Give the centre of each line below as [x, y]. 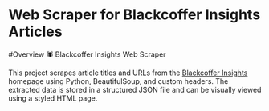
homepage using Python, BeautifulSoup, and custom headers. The [118, 81]
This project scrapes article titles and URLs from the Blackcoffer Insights [128, 73]
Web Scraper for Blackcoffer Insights [134, 15]
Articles [35, 32]
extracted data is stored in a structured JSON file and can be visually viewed [135, 89]
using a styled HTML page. [53, 98]
